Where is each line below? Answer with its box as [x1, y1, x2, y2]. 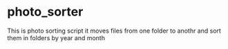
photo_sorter [7, 4, 84, 20]
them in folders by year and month [7, 33, 106, 42]
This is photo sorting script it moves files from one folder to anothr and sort [7, 27, 221, 35]
